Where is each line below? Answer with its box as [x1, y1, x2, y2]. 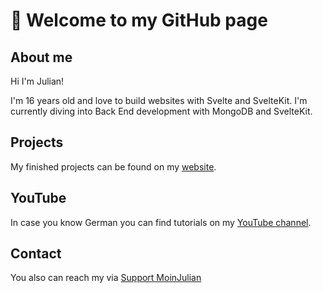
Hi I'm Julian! [10, 75, 65, 87]
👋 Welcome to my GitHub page [10, 9, 268, 32]
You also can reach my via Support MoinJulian [10, 272, 202, 284]
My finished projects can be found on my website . [10, 160, 217, 173]
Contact [10, 245, 62, 263]
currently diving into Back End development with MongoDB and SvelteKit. [10, 105, 313, 117]
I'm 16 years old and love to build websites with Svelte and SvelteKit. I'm [10, 95, 308, 106]
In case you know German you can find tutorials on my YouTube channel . [10, 216, 312, 228]
